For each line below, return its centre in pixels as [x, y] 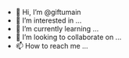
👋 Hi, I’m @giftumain [48, 12]
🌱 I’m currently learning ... [57, 29]
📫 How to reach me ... [52, 46]
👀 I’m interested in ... [48, 20]
